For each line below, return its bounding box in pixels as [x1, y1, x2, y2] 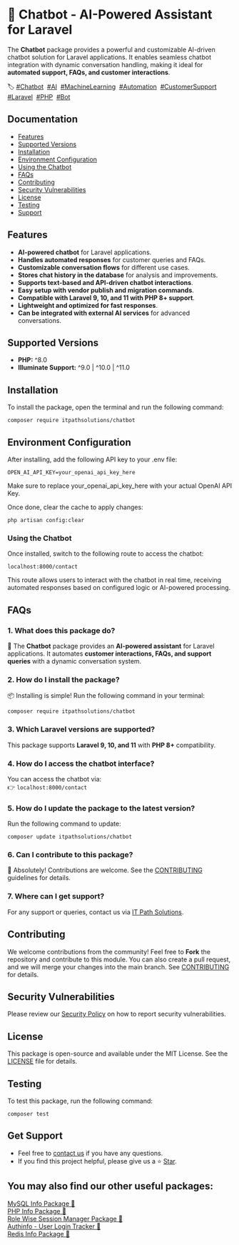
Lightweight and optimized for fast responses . [17, 301, 158, 309]
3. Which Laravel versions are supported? [7, 724, 156, 734]
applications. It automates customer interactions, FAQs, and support [7, 649, 212, 658]
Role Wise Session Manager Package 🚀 [7, 1214, 123, 1223]
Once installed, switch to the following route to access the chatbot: [7, 549, 204, 558]
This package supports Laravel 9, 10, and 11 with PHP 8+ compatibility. [7, 741, 216, 749]
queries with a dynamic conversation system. [7, 656, 142, 665]
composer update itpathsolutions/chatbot [7, 834, 133, 841]
